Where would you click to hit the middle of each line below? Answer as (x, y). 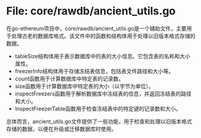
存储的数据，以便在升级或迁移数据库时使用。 (61, 129)
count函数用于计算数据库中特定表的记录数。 (69, 79)
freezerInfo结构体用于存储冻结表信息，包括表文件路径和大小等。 (94, 71)
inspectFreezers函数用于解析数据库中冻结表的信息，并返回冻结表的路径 (103, 94)
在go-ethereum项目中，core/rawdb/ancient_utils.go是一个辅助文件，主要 (97, 28)
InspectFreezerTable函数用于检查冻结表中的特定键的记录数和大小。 (98, 109)
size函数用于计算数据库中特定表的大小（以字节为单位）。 (84, 86)
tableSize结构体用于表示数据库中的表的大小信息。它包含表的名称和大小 (103, 56)
